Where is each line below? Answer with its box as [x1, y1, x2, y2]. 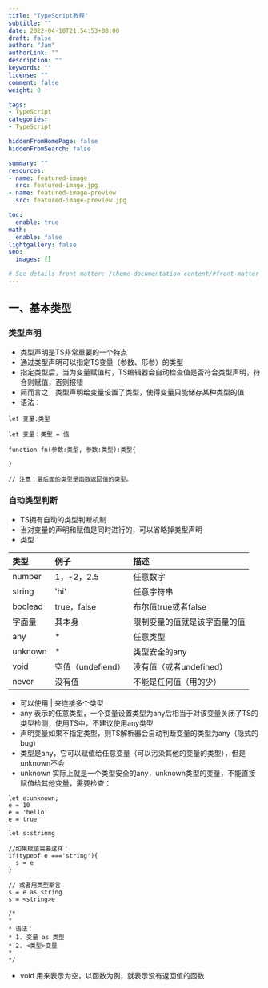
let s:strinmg [8, 829, 56, 837]
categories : [8, 115, 48, 124]
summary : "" [8, 159, 48, 167]
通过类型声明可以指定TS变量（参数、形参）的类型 [19, 357, 184, 366]
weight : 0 [8, 86, 42, 94]
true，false [54, 601, 97, 612]
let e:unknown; [8, 794, 59, 802]
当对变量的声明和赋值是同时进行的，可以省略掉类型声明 [19, 525, 202, 534]
